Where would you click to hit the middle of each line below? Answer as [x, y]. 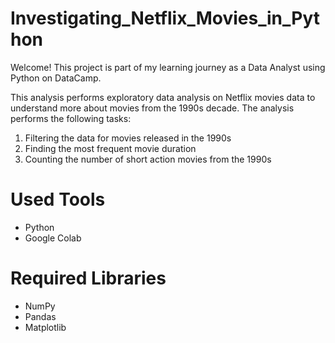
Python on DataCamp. [56, 78]
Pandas [40, 316]
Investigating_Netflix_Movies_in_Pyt [165, 18]
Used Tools [58, 199]
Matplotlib [45, 327]
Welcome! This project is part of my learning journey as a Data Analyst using [168, 67]
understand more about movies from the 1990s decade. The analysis [152, 108]
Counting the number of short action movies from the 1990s [148, 159]
